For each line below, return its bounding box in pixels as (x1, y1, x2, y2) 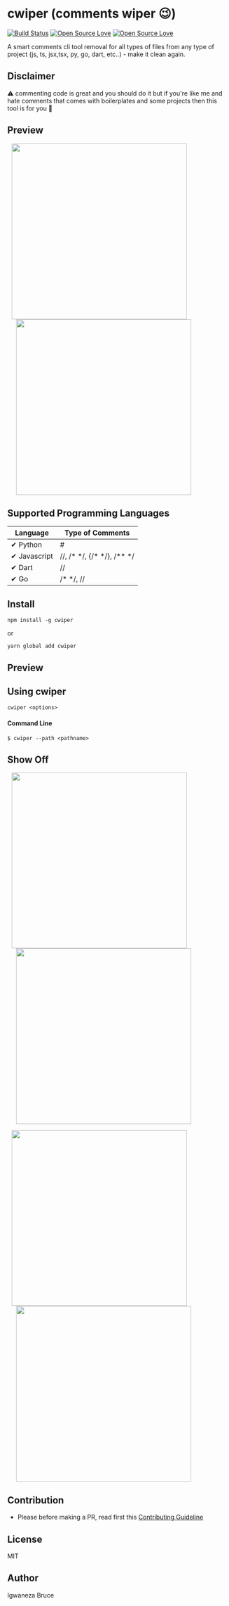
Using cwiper (7, 685, 67, 697)
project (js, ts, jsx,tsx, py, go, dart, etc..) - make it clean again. (7, 50, 186, 58)
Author (7, 1572, 39, 1584)
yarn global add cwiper (7, 642, 77, 650)
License (7, 1533, 43, 1545)
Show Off (7, 753, 49, 765)
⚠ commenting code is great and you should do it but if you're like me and (7, 89, 223, 97)
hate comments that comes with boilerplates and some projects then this (7, 96, 217, 105)
